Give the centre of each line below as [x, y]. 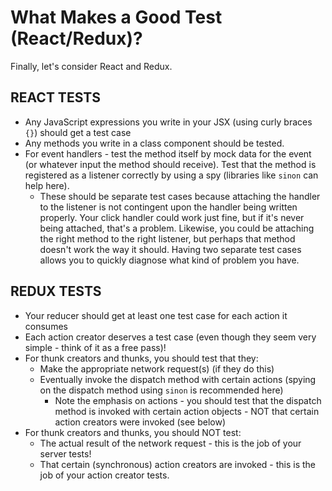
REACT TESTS [55, 97]
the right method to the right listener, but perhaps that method [167, 238]
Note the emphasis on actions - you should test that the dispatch [188, 400]
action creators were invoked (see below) [140, 422]
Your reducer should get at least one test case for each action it [156, 315]
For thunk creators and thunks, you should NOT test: [133, 432]
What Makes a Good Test [116, 17]
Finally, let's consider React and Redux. [91, 66]
